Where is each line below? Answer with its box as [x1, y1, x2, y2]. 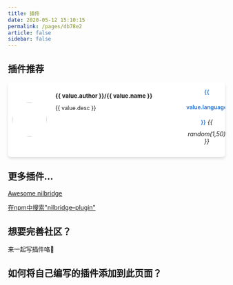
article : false [8, 29, 52, 36]
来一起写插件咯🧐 [8, 245, 54, 253]
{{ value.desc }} [55, 104, 97, 112]
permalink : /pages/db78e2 [8, 23, 82, 30]
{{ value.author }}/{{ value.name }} [55, 92, 153, 100]
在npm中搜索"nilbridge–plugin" [8, 204, 96, 212]
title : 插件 [8, 10, 40, 17]
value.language [186, 104, 227, 111]
